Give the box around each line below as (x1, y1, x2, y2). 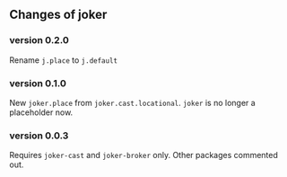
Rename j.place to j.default (9, 54, 118, 66)
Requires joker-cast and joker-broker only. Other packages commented (9, 150, 278, 161)
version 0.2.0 (9, 34, 69, 47)
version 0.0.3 (9, 129, 69, 142)
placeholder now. (9, 107, 74, 118)
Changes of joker (9, 7, 108, 22)
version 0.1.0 (9, 76, 67, 89)
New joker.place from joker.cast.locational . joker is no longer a (9, 97, 256, 108)
